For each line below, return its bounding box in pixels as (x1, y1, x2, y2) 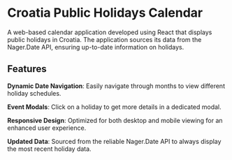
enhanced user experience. (7, 124, 87, 132)
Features (7, 63, 47, 75)
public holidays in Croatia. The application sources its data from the (7, 35, 202, 43)
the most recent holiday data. (7, 145, 92, 153)
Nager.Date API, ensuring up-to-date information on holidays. (7, 43, 184, 51)
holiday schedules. (7, 89, 61, 97)
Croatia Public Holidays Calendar (7, 5, 203, 21)
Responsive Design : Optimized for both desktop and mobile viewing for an (7, 116, 223, 124)
